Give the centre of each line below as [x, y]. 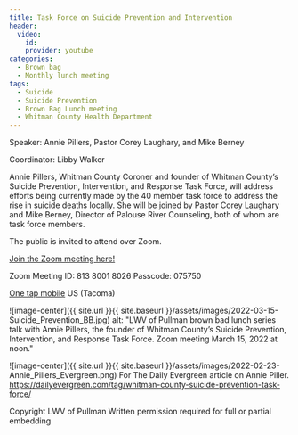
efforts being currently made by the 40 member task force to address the [144, 196]
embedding [30, 421]
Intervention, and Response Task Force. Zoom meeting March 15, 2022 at [143, 339]
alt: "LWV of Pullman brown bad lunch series [194, 320]
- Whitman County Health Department [85, 117]
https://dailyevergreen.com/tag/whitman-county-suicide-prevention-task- [145, 385]
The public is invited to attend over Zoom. [85, 242]
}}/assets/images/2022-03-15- [222, 311]
